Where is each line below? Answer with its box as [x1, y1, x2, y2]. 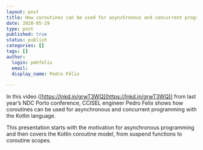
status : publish [6, 37, 47, 43]
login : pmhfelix [11, 59, 53, 65]
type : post [6, 25, 34, 32]
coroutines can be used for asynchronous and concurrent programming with [6, 106, 197, 113]
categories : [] [6, 43, 45, 49]
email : [11, 65, 28, 71]
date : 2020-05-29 [6, 20, 50, 26]
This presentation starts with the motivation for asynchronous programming [6, 124, 195, 131]
